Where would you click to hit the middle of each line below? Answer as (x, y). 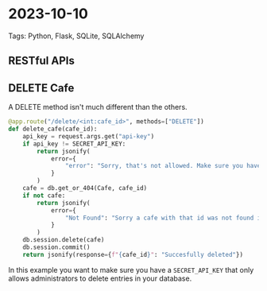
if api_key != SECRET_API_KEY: (74, 144)
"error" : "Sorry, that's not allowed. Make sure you (154, 166)
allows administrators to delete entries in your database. (100, 278)
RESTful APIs (42, 61)
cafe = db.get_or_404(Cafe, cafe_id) (85, 188)
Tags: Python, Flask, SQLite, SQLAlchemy (76, 36)
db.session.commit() (56, 247)
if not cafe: (44, 196)
